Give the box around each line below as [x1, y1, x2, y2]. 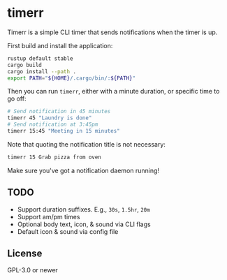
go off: [7, 94, 27, 103]
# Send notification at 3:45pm [7, 121, 98, 128]
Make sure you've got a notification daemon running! [7, 166, 159, 175]
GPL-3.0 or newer [7, 266, 58, 274]
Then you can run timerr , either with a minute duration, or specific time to [7, 87, 220, 96]
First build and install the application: [7, 41, 113, 50]
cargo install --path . [7, 68, 77, 75]
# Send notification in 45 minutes [7, 108, 111, 115]
